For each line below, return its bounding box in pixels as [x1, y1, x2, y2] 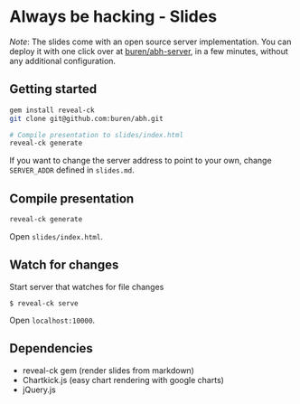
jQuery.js [22, 384, 56, 395]
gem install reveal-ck [9, 106, 95, 115]
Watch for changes [9, 258, 119, 273]
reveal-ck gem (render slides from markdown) [22, 364, 194, 376]
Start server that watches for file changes [9, 281, 164, 292]
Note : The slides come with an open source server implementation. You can [9, 36, 292, 47]
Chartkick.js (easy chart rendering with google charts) [22, 374, 224, 385]
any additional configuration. [9, 55, 116, 66]
